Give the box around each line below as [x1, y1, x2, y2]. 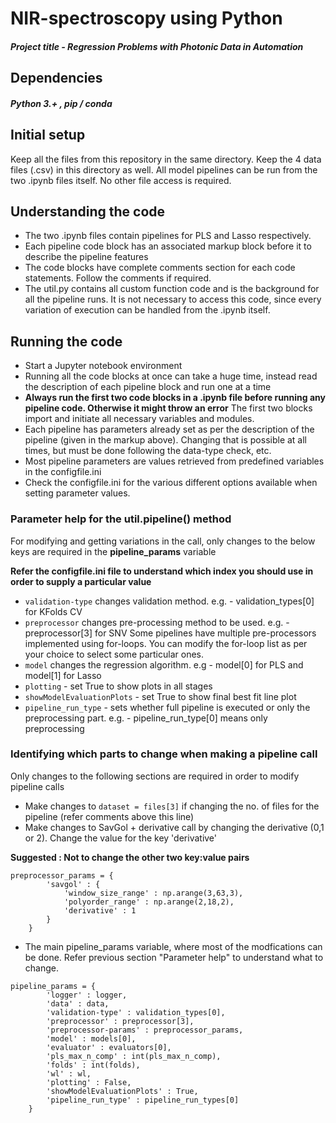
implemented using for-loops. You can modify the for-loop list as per [24, 637, 308, 649]
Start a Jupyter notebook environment [24, 360, 183, 372]
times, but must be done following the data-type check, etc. [24, 445, 272, 457]
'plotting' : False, [46, 1077, 132, 1087]
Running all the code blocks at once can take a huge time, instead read [24, 370, 318, 382]
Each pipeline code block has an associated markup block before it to [24, 240, 312, 252]
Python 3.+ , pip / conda [10, 97, 113, 109]
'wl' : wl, [46, 1068, 92, 1079]
